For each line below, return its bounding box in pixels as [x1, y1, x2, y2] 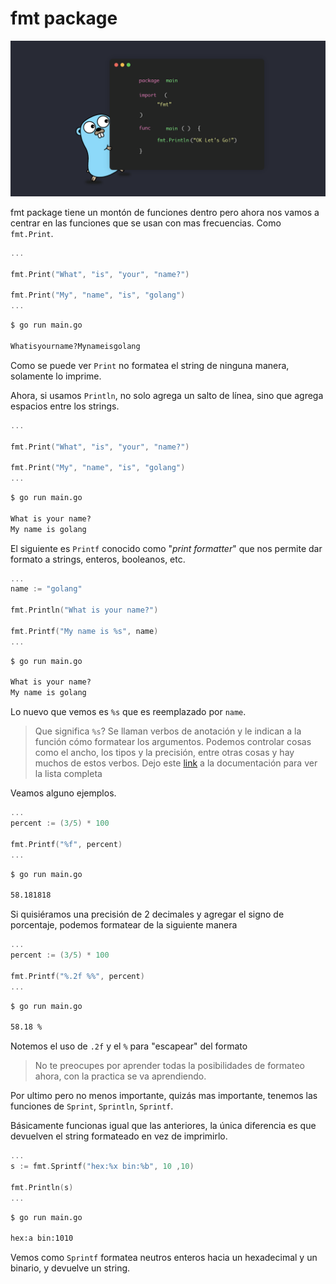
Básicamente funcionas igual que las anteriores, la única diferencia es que [10, 1120, 317, 1132]
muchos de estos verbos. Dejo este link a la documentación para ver [34, 757, 318, 769]
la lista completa [34, 768, 103, 780]
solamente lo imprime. [10, 370, 102, 382]
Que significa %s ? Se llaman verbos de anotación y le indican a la [34, 725, 302, 737]
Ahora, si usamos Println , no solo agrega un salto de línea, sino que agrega [10, 389, 324, 401]
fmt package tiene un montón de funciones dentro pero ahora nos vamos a [10, 206, 320, 218]
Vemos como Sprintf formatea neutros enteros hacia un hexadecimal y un [10, 1252, 318, 1264]
